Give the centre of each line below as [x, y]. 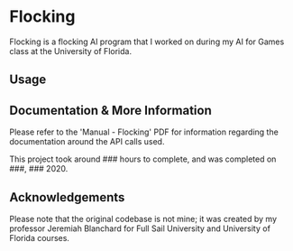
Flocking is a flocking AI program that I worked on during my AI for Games [147, 42]
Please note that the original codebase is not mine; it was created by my [143, 218]
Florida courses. [40, 237]
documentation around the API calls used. [87, 142]
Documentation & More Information [110, 110]
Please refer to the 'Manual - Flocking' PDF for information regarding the [144, 132]
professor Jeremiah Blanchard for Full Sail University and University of [140, 228]
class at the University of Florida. [71, 51]
